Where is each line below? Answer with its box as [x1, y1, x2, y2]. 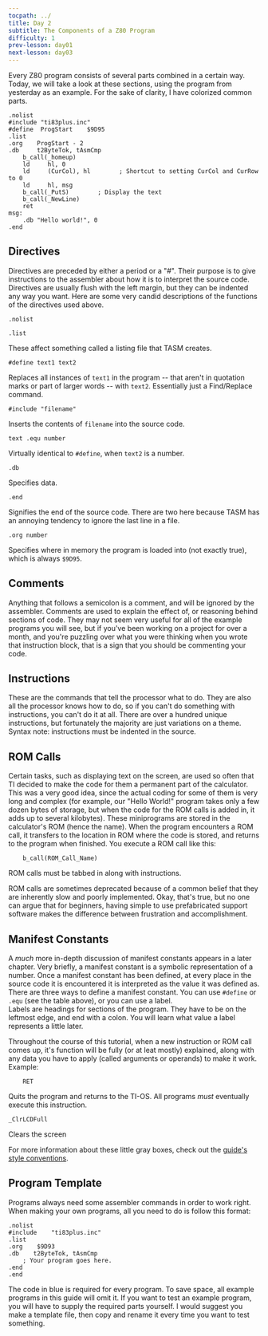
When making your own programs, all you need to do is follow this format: [8, 1206, 251, 1216]
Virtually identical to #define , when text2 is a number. [8, 448, 185, 458]
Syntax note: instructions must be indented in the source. [8, 727, 197, 736]
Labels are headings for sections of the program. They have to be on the [8, 1004, 246, 1014]
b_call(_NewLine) [22, 195, 81, 203]
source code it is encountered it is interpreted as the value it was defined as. [8, 979, 260, 989]
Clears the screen [8, 1129, 67, 1139]
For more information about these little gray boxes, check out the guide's [8, 1145, 248, 1155]
